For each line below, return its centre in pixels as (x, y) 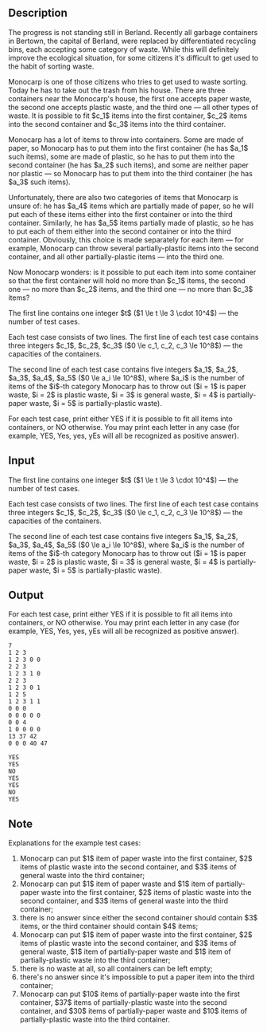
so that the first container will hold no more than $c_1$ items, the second (127, 280)
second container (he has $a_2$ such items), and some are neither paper (128, 165)
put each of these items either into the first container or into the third (120, 214)
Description (38, 13)
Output (26, 595)
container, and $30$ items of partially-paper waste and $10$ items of (133, 1011)
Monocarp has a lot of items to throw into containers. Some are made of (126, 140)
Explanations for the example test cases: (75, 843)
